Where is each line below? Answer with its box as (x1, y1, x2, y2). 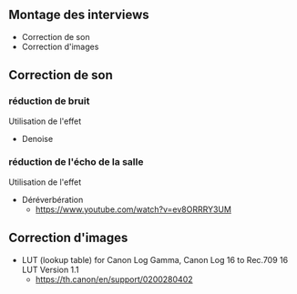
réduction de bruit (8, 95, 90, 107)
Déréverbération (21, 194, 84, 205)
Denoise (21, 133, 54, 144)
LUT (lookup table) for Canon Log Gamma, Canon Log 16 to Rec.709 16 (21, 254, 289, 265)
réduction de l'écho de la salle (8, 156, 144, 168)
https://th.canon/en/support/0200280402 (35, 273, 193, 285)
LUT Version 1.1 (21, 264, 79, 275)
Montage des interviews (8, 7, 149, 23)
